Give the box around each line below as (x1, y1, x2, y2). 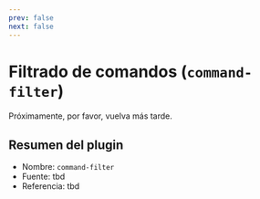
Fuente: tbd (21, 171, 66, 183)
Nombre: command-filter (21, 162, 115, 173)
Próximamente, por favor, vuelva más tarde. (8, 110, 172, 121)
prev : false (8, 13, 54, 23)
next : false (8, 22, 54, 31)
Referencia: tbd (21, 181, 80, 192)
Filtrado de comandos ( (8, 61, 188, 82)
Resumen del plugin (8, 137, 124, 152)
